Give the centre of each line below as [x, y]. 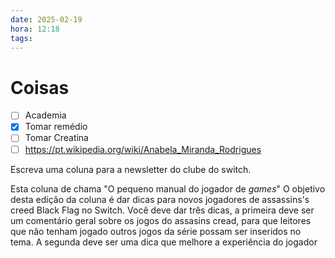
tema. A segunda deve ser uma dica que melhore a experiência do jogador [164, 242]
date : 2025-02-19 [46, 19]
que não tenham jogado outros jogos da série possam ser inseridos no [156, 231]
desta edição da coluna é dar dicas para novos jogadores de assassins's [160, 199]
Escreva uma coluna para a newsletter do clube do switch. [131, 169]
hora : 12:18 [35, 29]
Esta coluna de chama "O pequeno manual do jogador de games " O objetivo [168, 188]
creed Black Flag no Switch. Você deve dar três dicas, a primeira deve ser [162, 210]
